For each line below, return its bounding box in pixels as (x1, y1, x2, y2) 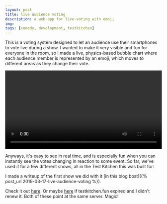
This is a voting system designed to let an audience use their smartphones (5, 39, 158, 45)
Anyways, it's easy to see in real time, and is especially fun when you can (5, 153, 156, 159)
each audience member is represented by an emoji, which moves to (5, 55, 144, 61)
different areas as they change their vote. (5, 61, 89, 67)
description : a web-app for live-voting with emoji (5, 16, 114, 21)
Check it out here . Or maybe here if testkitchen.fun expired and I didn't (5, 188, 150, 194)
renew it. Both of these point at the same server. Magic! (5, 194, 119, 200)
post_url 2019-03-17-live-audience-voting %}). (5, 179, 101, 185)
